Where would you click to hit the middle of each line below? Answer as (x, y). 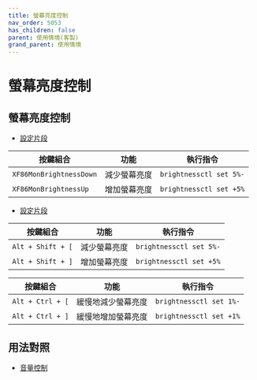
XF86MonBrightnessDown (54, 175)
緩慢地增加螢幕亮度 (112, 317)
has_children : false (42, 30)
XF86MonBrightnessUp (50, 189)
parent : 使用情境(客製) (43, 37)
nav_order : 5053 (35, 23)
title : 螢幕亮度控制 (38, 15)
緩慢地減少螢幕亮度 (112, 302)
